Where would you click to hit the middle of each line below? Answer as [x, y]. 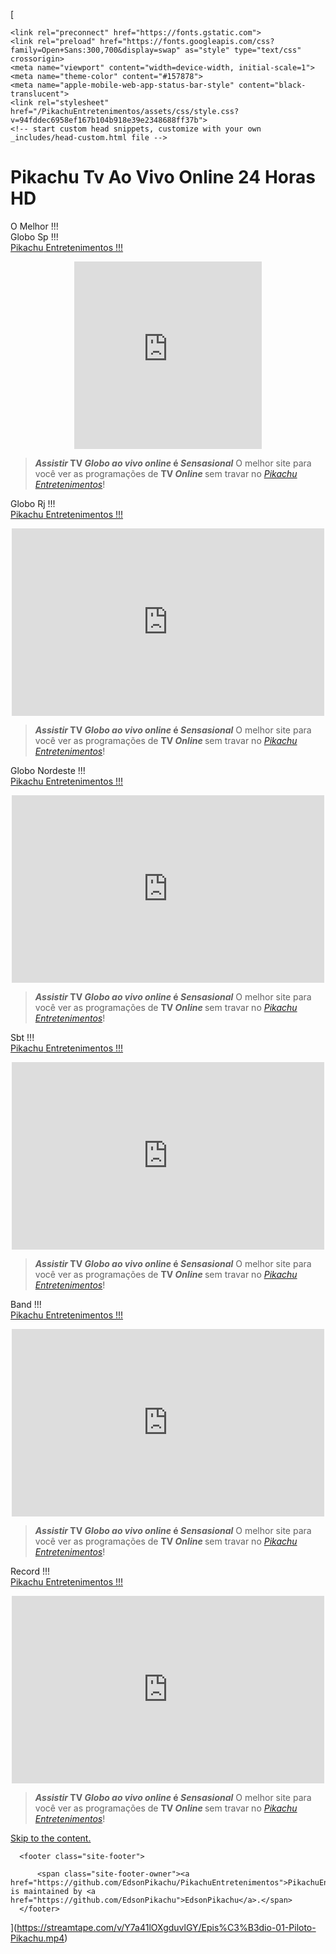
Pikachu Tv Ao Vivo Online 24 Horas [163, 177]
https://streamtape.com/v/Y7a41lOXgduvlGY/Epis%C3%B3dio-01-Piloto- [166, 1927]
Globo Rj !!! [33, 503]
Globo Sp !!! [34, 236]
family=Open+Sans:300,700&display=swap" [96, 50]
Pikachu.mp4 [37, 1938]
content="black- [272, 85]
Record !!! [30, 1571]
